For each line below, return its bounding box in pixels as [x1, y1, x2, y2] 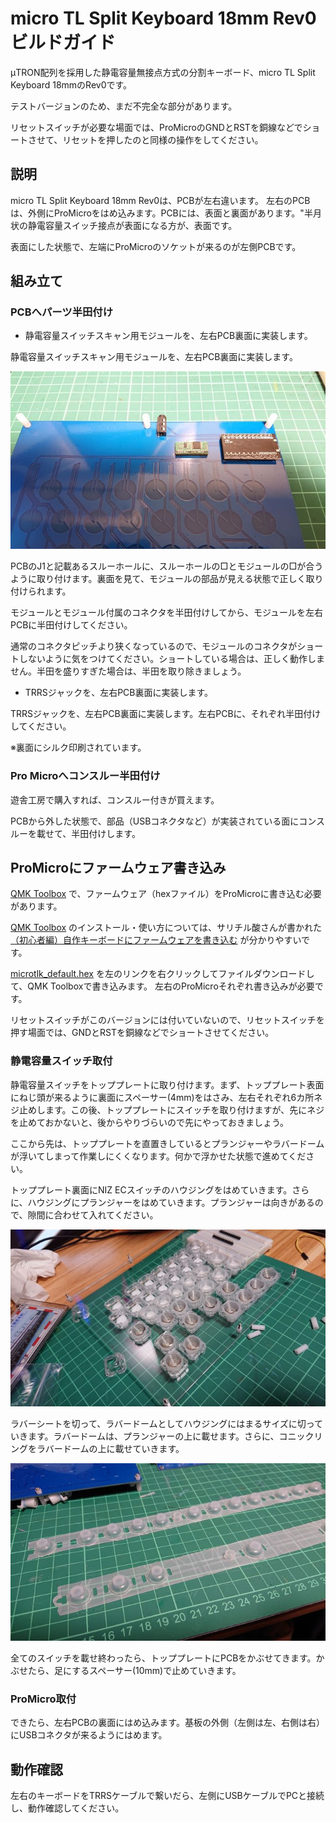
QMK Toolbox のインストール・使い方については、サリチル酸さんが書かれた [10, 922, 323, 934]
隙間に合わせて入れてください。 [27, 1208, 159, 1221]
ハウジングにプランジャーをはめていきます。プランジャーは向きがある [27, 1196, 315, 1208]
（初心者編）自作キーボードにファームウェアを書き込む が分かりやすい [10, 934, 302, 946]
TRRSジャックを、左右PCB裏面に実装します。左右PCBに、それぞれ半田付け [10, 708, 322, 720]
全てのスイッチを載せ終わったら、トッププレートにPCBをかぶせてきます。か [10, 1652, 325, 1664]
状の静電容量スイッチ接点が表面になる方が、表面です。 [10, 219, 238, 231]
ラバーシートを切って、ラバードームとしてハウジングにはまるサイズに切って [10, 1418, 324, 1430]
